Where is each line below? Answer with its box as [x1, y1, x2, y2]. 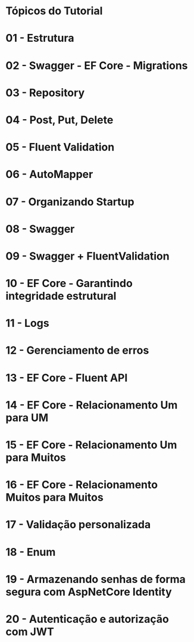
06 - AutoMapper [5, 168, 93, 181]
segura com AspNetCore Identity [5, 585, 172, 599]
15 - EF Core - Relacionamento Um [5, 438, 177, 451]
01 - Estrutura [5, 32, 75, 45]
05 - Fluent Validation [5, 141, 115, 154]
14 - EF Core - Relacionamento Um [5, 398, 178, 412]
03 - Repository [5, 86, 85, 99]
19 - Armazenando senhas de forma [5, 572, 186, 586]
